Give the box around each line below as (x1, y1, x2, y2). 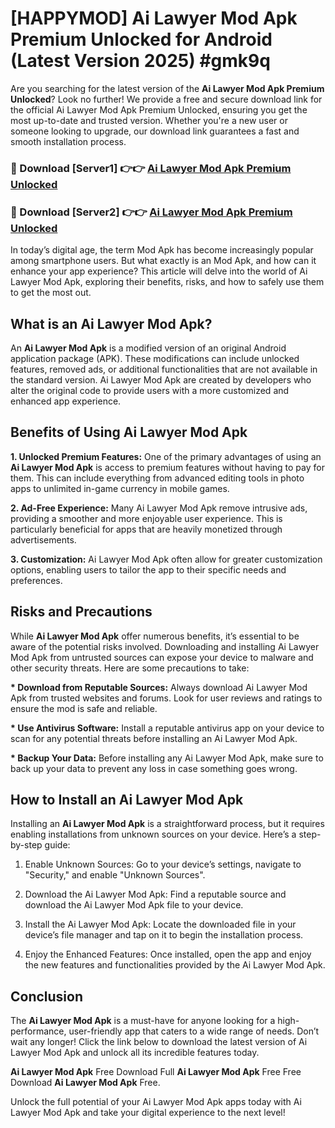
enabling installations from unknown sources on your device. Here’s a (10, 828, 297, 841)
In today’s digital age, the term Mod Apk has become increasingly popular (10, 244, 314, 256)
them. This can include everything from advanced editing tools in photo (10, 472, 305, 484)
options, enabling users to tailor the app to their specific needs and (10, 563, 287, 576)
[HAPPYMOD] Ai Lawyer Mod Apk (10, 7, 298, 30)
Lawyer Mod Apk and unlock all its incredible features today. (10, 1047, 260, 1059)
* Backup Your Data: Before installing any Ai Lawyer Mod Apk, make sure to (10, 752, 324, 764)
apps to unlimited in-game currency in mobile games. (10, 482, 230, 494)
